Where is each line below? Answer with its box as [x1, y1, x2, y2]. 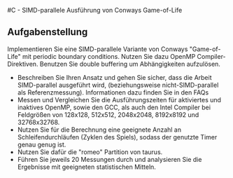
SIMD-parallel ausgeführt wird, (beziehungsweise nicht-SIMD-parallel [17, 81, 219, 89]
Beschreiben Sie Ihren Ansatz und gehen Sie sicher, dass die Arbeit [17, 73, 212, 81]
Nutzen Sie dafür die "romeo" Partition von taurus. [17, 147, 163, 156]
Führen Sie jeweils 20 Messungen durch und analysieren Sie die [17, 155, 202, 163]
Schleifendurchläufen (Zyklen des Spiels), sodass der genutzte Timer [17, 132, 218, 141]
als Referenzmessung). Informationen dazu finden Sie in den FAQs [17, 88, 209, 97]
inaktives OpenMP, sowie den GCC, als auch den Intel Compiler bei [17, 103, 211, 111]
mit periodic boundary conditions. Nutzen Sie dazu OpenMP [22, 52, 196, 60]
